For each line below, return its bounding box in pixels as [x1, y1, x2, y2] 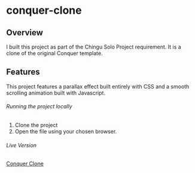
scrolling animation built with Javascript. [6, 89, 106, 96]
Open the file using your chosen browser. [14, 128, 117, 135]
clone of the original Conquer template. [6, 50, 103, 57]
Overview [6, 28, 44, 38]
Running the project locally [6, 103, 73, 110]
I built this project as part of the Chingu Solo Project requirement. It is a [6, 43, 181, 50]
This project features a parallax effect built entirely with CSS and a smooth [6, 83, 190, 90]
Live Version [6, 141, 37, 148]
